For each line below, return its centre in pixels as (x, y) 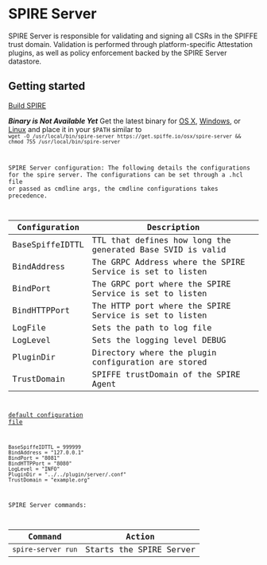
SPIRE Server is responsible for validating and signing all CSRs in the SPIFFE (133, 36)
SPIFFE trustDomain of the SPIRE (166, 374)
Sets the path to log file (152, 327)
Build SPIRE (27, 105)
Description (173, 227)
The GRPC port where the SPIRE (161, 284)
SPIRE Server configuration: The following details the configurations (129, 168)
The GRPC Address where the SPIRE (168, 262)
